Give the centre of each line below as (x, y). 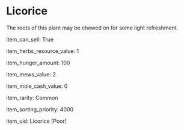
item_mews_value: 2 (31, 74)
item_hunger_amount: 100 (38, 63)
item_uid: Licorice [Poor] (37, 121)
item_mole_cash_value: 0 (37, 86)
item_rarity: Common (32, 97)
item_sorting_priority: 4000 (40, 109)
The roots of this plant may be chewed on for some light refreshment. (92, 28)
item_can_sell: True (30, 39)
